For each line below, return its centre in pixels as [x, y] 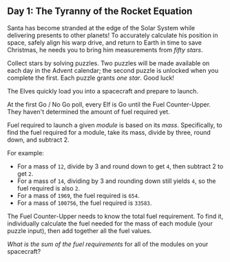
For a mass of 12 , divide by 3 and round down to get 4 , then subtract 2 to [120, 166]
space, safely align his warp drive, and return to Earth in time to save [104, 42]
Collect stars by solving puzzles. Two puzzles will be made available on [108, 63]
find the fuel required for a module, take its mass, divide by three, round [109, 132]
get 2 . [25, 173]
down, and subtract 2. [39, 140]
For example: [26, 153]
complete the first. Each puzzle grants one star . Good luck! [91, 78]
